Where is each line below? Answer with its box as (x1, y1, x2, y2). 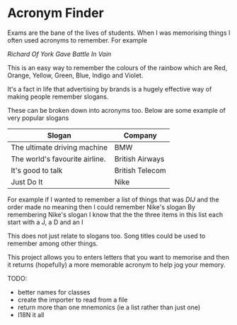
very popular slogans (7, 114, 69, 122)
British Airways (114, 154, 165, 164)
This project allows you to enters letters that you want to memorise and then (7, 253, 230, 261)
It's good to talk (11, 165, 63, 175)
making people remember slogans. (7, 92, 109, 101)
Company (123, 130, 157, 140)
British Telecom (114, 165, 166, 175)
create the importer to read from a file (17, 295, 128, 304)
